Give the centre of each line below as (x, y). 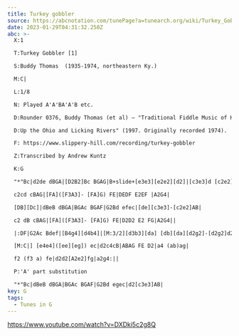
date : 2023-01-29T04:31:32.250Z (55, 27)
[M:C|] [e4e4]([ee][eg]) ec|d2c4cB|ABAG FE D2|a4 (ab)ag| (102, 246)
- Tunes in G (33, 304)
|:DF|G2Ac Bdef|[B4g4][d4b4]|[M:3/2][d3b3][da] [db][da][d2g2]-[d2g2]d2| (125, 233)
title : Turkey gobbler (41, 14)
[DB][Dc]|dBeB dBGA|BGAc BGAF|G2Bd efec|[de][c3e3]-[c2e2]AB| (108, 207)
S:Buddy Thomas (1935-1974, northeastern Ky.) (86, 66)
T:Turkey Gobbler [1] (46, 53)
